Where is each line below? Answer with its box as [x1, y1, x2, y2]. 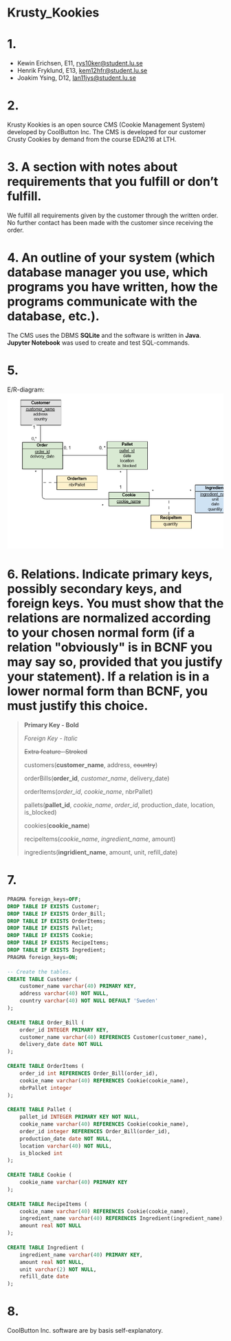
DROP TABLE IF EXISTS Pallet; [7, 925, 94, 932]
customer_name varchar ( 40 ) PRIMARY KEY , [19, 983, 137, 990]
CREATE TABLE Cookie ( [7, 1172, 72, 1179]
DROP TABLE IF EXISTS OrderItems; [7, 917, 107, 925]
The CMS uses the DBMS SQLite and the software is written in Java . [7, 331, 201, 339]
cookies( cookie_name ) [23, 821, 91, 830]
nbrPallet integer [19, 1084, 72, 1091]
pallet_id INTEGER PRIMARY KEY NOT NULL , [19, 1113, 140, 1121]
